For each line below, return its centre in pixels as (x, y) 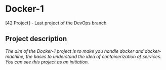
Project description (36, 39)
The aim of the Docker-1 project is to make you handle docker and (74, 51)
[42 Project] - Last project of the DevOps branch (56, 23)
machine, (15, 56)
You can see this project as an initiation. (47, 62)
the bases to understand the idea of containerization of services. (94, 56)
